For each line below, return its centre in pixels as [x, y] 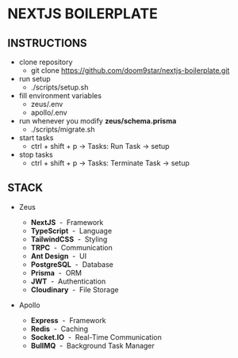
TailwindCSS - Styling [69, 239]
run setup [35, 79]
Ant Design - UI [59, 256]
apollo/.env [49, 112]
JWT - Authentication [68, 281]
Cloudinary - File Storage [75, 289]
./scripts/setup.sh [59, 87]
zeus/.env [47, 104]
